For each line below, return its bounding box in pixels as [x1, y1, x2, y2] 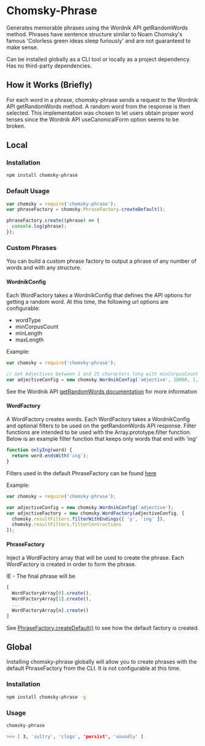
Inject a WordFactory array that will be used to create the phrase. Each [6, 554, 185, 562]
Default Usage [6, 187, 50, 195]
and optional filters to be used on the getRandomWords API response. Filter [6, 422, 197, 430]
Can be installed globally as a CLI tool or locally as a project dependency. [6, 55, 191, 63]
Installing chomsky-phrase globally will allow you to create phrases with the [6, 658, 197, 666]
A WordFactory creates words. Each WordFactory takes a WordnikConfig [6, 416, 190, 423]
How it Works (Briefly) [6, 80, 93, 90]
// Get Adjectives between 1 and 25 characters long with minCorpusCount [6, 371, 199, 378]
